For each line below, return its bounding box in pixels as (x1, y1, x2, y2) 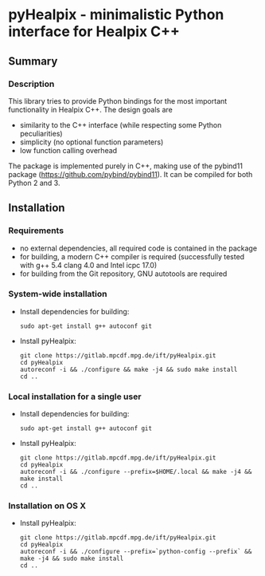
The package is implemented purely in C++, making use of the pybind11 (8, 161, 243, 171)
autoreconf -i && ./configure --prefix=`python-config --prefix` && (19, 548, 252, 556)
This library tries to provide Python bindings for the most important (8, 96, 228, 105)
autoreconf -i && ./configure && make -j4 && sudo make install (19, 365, 238, 373)
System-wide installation (8, 289, 107, 300)
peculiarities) (19, 128, 63, 138)
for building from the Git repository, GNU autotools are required (19, 269, 228, 278)
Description (8, 78, 55, 89)
